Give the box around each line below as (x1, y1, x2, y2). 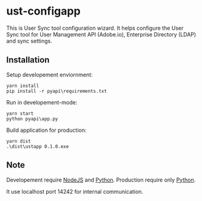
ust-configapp (6, 4, 81, 18)
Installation (6, 55, 50, 65)
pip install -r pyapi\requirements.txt (6, 88, 107, 94)
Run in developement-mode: (6, 98, 78, 106)
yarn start (6, 111, 34, 117)
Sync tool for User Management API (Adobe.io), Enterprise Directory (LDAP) (6, 30, 197, 38)
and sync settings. (6, 37, 53, 44)
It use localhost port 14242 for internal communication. (6, 188, 144, 195)
